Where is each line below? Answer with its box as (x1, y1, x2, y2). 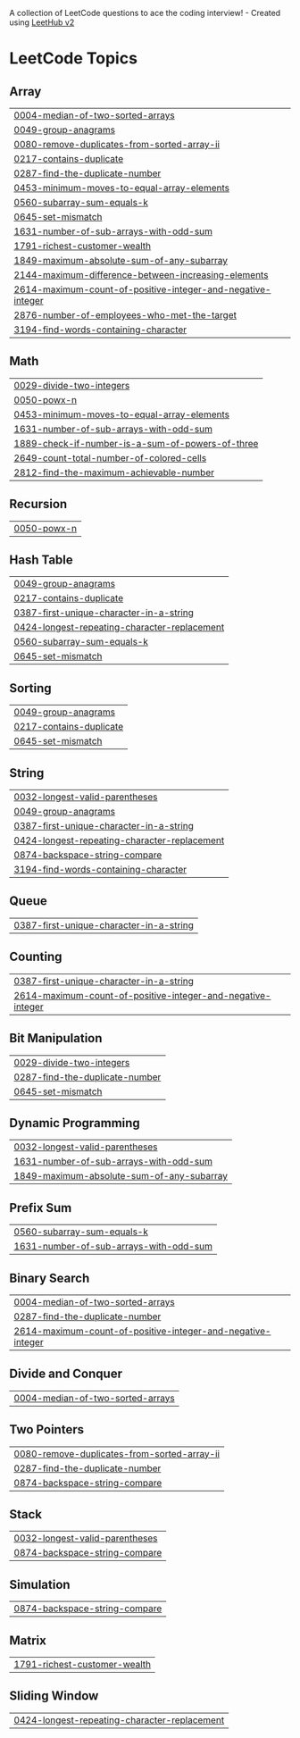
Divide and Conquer (9, 1366, 123, 1382)
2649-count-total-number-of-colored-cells (13, 451, 207, 464)
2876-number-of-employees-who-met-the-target (13, 309, 237, 321)
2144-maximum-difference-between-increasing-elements (13, 269, 269, 280)
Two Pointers (9, 1422, 85, 1437)
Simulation (9, 1576, 71, 1592)
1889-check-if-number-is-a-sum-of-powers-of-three (13, 437, 259, 449)
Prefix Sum (9, 1200, 72, 1216)
